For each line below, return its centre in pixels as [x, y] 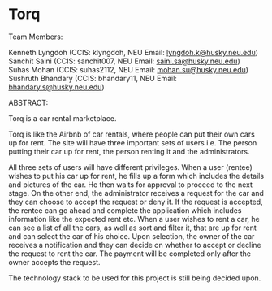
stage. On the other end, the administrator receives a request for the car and [136, 193]
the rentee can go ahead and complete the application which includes [125, 210]
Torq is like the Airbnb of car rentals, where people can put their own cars [132, 134]
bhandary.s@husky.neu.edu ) [56, 87]
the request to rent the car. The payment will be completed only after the [130, 254]
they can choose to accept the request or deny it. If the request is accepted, [136, 202]
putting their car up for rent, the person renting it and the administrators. [129, 151]
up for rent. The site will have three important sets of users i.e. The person [133, 142]
